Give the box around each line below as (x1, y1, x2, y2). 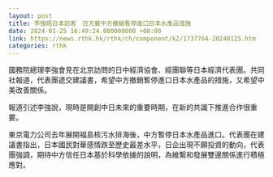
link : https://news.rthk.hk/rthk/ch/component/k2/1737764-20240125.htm (8, 34, 256, 43)
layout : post (8, 11, 53, 20)
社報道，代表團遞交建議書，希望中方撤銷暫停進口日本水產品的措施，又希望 (8, 75, 258, 85)
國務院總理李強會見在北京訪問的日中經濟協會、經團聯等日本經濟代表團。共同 (8, 65, 265, 75)
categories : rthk (8, 42, 67, 50)
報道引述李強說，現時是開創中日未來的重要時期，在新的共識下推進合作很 (8, 103, 250, 112)
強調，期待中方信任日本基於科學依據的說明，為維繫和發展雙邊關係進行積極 (15, 150, 265, 160)
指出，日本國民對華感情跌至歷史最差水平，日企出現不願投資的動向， (22, 140, 250, 150)
